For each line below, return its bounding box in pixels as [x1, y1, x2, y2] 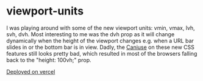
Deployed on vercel [6, 68, 55, 75]
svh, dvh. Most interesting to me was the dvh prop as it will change [6, 30, 175, 37]
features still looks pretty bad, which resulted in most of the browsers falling [6, 50, 198, 57]
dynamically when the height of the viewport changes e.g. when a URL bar [6, 37, 194, 44]
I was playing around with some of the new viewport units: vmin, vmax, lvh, [6, 24, 195, 31]
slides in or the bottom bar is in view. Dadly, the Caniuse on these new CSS [6, 44, 195, 51]
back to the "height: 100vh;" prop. [6, 56, 91, 63]
